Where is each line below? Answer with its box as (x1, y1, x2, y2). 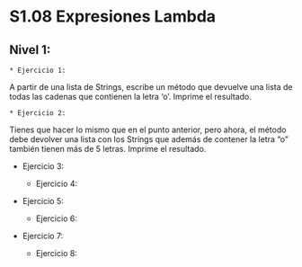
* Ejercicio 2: (9, 109, 67, 118)
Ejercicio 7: (22, 231, 64, 241)
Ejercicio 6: (35, 213, 78, 224)
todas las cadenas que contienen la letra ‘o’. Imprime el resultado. (9, 92, 252, 102)
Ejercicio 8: (35, 248, 78, 258)
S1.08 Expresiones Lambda (9, 6, 217, 27)
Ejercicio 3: (22, 161, 65, 172)
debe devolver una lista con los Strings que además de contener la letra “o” (9, 134, 289, 145)
